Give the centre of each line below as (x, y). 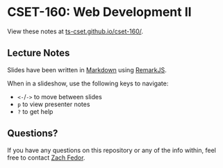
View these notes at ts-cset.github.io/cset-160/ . (75, 31)
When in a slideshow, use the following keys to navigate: (88, 83)
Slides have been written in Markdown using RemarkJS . (87, 69)
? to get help (35, 111)
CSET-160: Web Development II (100, 12)
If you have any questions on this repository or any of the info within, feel (112, 150)
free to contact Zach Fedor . (46, 158)
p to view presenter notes (53, 104)
